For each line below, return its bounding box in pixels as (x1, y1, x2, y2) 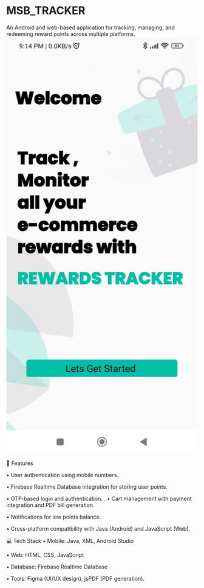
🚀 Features (6, 459, 33, 467)
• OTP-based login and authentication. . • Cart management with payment (6, 495, 192, 503)
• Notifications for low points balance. (6, 513, 101, 521)
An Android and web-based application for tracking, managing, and (6, 24, 175, 31)
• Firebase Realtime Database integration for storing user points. (6, 483, 168, 491)
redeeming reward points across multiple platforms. (6, 30, 135, 37)
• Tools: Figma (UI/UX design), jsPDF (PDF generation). (6, 575, 144, 583)
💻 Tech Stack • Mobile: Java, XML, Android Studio (6, 537, 134, 545)
